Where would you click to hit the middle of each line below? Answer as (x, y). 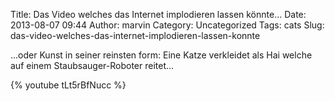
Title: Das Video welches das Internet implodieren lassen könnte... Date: (158, 14)
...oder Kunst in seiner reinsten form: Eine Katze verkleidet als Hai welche (161, 55)
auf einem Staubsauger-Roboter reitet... (92, 65)
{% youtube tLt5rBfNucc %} (68, 85)
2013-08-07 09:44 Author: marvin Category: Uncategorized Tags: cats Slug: (167, 25)
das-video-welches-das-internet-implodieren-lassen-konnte (135, 35)
